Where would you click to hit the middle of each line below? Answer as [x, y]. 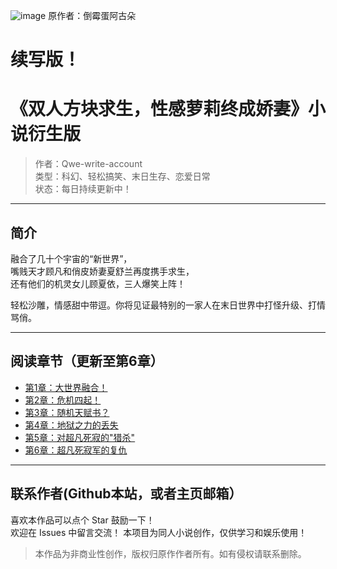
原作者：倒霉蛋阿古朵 [92, 15]
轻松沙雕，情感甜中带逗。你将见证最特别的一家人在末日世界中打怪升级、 [159, 305]
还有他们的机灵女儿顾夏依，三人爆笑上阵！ [98, 283]
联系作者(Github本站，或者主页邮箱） [126, 494]
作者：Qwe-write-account [88, 164]
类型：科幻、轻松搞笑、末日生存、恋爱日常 [122, 176]
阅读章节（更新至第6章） [87, 361]
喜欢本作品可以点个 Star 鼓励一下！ [82, 520]
